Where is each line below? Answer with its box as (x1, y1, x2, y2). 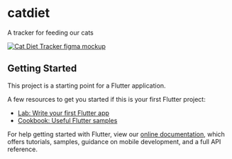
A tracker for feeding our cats (7, 28, 94, 37)
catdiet (7, 5, 50, 21)
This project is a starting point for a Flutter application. (7, 81, 166, 90)
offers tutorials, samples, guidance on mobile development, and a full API (7, 137, 221, 146)
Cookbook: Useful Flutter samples (17, 116, 118, 124)
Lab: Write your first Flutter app (17, 108, 110, 117)
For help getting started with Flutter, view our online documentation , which (7, 129, 226, 139)
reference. (7, 145, 38, 153)
